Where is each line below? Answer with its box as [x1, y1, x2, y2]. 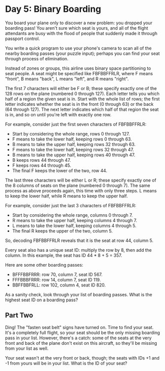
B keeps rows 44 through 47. [12, 157, 71, 163]
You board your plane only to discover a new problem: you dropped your [5, 20, 153, 26]
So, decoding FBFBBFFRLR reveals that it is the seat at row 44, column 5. [5, 237, 154, 243]
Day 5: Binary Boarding [5, 3, 101, 15]
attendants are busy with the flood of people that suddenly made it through [5, 30, 158, 36]
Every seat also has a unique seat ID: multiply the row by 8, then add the [5, 247, 152, 253]
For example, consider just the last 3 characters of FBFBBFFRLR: [5, 202, 136, 208]
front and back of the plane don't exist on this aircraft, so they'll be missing [5, 340, 158, 346]
